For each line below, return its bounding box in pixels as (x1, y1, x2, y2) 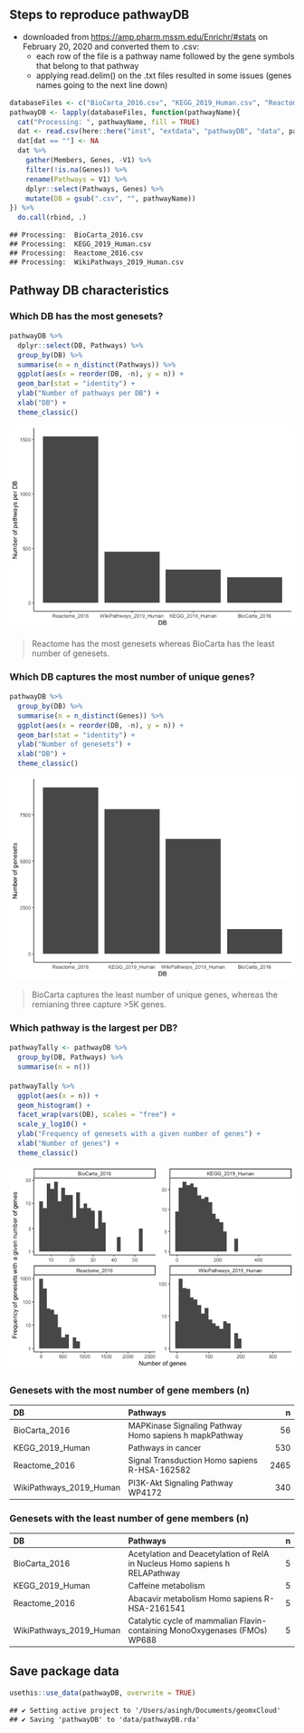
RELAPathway (128, 1568, 181, 1579)
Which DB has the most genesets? (9, 309, 164, 322)
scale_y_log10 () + (17, 1120, 88, 1129)
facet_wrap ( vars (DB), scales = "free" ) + (17, 1111, 176, 1120)
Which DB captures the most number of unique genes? (9, 671, 255, 683)
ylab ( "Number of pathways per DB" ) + (17, 389, 160, 398)
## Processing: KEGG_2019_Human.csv (9, 240, 152, 249)
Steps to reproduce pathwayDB (9, 7, 190, 23)
